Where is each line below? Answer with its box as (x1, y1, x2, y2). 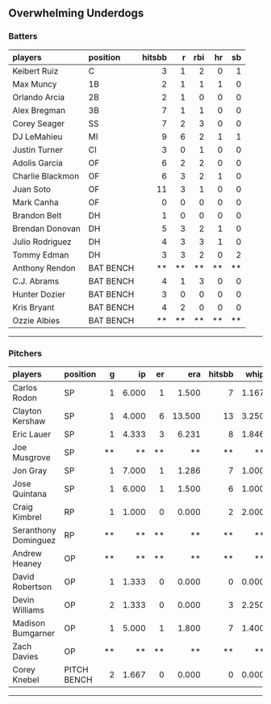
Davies (12, 651, 39, 662)
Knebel (12, 674, 40, 685)
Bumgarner (12, 627, 55, 639)
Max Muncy (12, 78, 57, 90)
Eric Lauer (12, 428, 51, 440)
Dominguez (12, 534, 56, 546)
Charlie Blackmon (12, 170, 80, 181)
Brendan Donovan (12, 222, 81, 234)
